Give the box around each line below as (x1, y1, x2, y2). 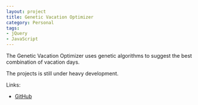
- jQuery (6, 31, 28, 37)
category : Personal (6, 19, 54, 25)
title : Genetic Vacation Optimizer (6, 14, 94, 20)
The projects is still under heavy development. (6, 70, 119, 77)
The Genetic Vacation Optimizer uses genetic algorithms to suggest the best (6, 52, 192, 59)
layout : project (6, 8, 46, 15)
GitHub (14, 93, 33, 100)
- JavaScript (6, 36, 38, 42)
